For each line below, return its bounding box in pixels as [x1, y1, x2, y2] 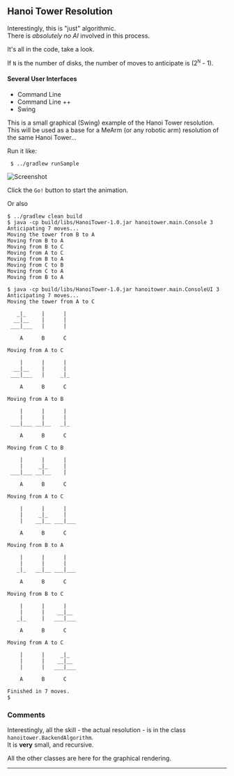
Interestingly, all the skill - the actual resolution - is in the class [7, 725, 186, 734]
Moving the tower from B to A [7, 231, 95, 238]
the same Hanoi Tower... [7, 133, 77, 141]
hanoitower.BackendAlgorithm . [7, 733, 94, 741]
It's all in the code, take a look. [7, 45, 95, 53]
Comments [7, 710, 45, 720]
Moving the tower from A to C [7, 298, 95, 305]
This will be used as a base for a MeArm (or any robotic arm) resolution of [7, 125, 219, 134]
